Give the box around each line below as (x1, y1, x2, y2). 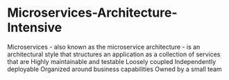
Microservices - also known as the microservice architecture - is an (7, 42, 201, 51)
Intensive (7, 19, 62, 35)
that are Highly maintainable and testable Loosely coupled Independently (7, 57, 217, 65)
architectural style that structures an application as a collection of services (7, 50, 221, 58)
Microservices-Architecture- (7, 5, 178, 21)
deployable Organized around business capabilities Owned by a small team (7, 65, 222, 73)
